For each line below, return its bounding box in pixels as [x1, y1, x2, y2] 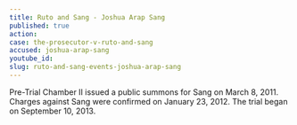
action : [9, 29, 38, 38]
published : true [9, 21, 70, 30]
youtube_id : [9, 54, 54, 63]
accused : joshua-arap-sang [9, 46, 110, 55]
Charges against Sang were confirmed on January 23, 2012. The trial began [9, 96, 288, 106]
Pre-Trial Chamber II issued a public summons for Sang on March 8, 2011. [9, 86, 279, 98]
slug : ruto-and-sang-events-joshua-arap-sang [9, 63, 181, 72]
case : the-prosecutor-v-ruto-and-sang [9, 37, 153, 47]
